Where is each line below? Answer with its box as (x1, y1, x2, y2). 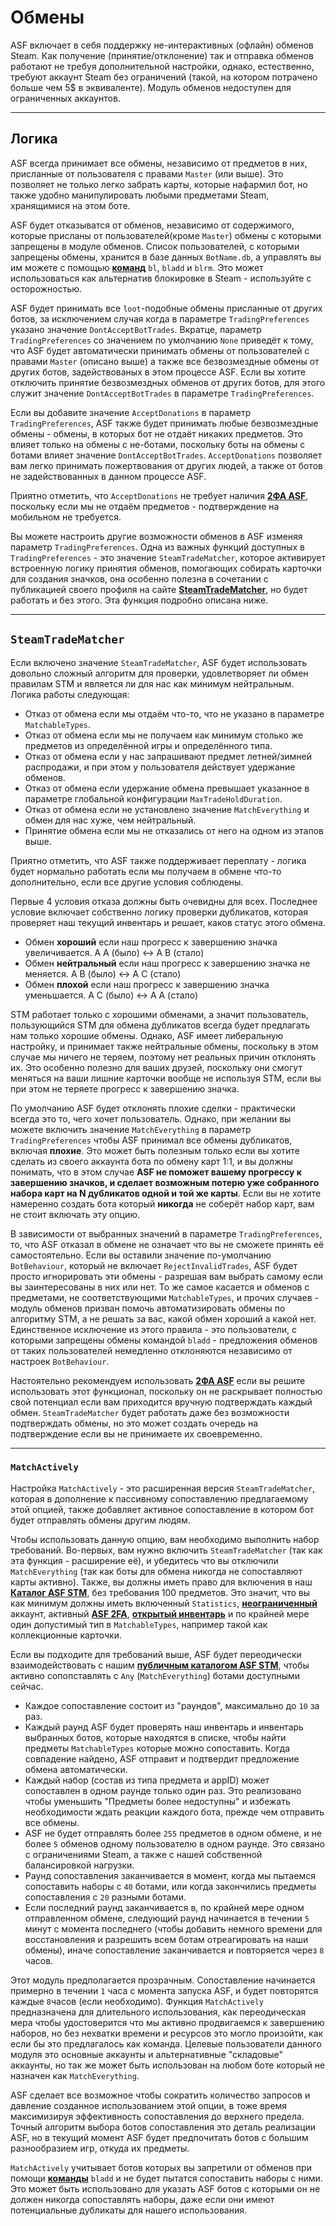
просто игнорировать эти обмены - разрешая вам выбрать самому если (10, 1270, 324, 1282)
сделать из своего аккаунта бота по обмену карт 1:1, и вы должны (10, 1155, 293, 1167)
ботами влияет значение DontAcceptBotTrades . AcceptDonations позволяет (10, 449, 323, 461)
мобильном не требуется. (10, 511, 122, 523)
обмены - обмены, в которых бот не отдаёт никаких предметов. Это (10, 427, 303, 440)
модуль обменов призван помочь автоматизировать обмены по (10, 1302, 286, 1314)
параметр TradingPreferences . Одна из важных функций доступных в (10, 541, 305, 553)
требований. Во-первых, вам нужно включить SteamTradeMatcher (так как (10, 1544, 323, 1556)
